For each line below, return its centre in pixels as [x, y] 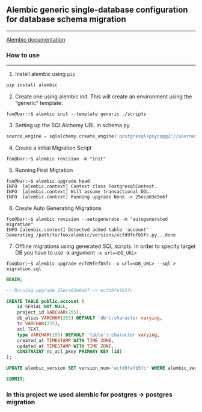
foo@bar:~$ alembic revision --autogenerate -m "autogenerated [87, 219]
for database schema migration [66, 20]
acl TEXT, [29, 329]
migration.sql [24, 269]
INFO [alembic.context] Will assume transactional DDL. [79, 192]
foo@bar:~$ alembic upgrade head [48, 181]
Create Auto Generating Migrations [58, 208]
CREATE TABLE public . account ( [45, 301]
